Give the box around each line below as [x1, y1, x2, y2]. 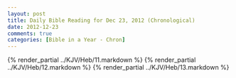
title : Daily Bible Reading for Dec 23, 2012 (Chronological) [7, 17, 195, 24]
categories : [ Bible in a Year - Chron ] [7, 37, 126, 44]
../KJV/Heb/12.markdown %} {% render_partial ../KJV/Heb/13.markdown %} [7, 63, 230, 72]
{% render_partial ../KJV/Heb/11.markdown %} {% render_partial [7, 56, 196, 64]
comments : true [7, 30, 53, 37]
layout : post [7, 10, 46, 18]
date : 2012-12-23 [7, 23, 59, 30]
